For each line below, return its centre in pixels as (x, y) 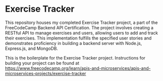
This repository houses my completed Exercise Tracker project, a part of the (81, 22)
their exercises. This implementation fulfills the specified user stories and (78, 38)
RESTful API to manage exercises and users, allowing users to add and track (81, 33)
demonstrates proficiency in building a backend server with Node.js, (73, 43)
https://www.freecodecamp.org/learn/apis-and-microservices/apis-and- (78, 68)
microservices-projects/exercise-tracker (46, 73)
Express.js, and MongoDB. (32, 48)
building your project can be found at (42, 63)
